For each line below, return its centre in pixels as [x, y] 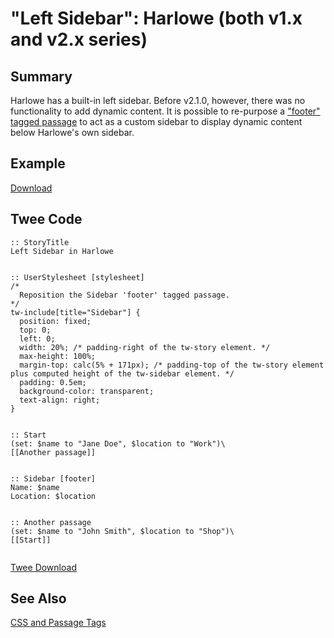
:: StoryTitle [40, 242]
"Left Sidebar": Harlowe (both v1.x [156, 18]
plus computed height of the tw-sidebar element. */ [122, 373]
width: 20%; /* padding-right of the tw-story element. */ [145, 347]
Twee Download [43, 567]
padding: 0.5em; [53, 382]
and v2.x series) [79, 39]
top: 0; [35, 330]
